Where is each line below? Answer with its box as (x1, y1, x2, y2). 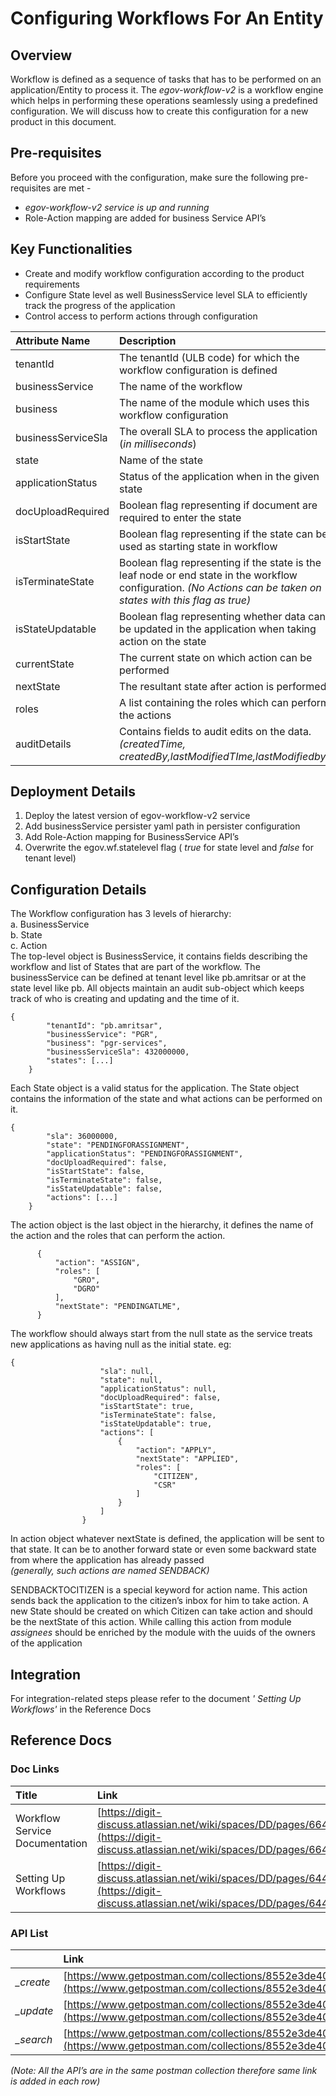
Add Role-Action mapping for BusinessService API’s (24, 831, 240, 843)
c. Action (10, 940, 48, 952)
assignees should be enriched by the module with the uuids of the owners (10, 1627, 316, 1639)
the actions (119, 708, 172, 722)
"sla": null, (99, 1367, 155, 1377)
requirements (24, 278, 80, 290)
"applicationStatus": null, (99, 1384, 217, 1394)
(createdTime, (119, 737, 187, 751)
